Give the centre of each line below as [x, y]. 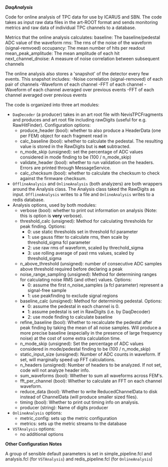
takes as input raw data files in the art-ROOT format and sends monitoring [81, 22]
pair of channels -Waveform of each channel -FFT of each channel [74, 84]
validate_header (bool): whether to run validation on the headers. [87, 162]
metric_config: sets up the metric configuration [68, 418]
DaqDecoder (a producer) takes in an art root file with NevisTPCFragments [88, 114]
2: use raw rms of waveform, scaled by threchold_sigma [86, 248]
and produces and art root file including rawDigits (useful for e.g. [79, 120]
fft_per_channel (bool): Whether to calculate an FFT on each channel [91, 381]
